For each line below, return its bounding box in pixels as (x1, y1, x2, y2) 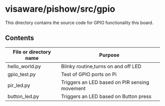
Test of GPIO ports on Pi (61, 71, 117, 78)
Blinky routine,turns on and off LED (61, 63, 141, 70)
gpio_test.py (7, 71, 36, 78)
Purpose (99, 52, 119, 58)
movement (61, 85, 86, 92)
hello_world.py (7, 63, 41, 70)
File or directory (13, 48, 52, 55)
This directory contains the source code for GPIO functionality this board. (5, 20, 154, 26)
